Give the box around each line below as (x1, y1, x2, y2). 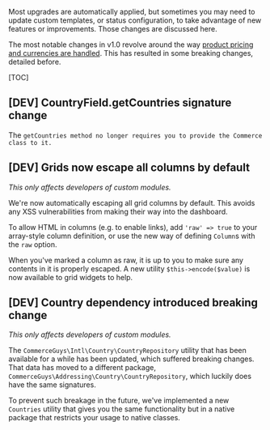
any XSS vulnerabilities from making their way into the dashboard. (8, 206, 228, 216)
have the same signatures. (8, 380, 97, 390)
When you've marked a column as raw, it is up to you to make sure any (8, 255, 244, 265)
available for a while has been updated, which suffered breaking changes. (8, 354, 255, 364)
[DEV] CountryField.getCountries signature (8, 96, 232, 110)
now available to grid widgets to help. (8, 272, 133, 282)
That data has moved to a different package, (8, 363, 156, 373)
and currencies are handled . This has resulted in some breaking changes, (8, 49, 253, 57)
